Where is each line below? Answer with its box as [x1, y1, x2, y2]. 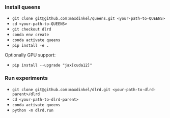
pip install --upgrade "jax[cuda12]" [12, 63, 93, 68]
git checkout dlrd [12, 27, 51, 32]
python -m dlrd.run [12, 108, 54, 113]
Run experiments [5, 75, 48, 82]
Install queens [5, 4, 41, 11]
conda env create [12, 32, 49, 38]
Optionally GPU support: [5, 52, 56, 58]
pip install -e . [12, 43, 49, 48]
